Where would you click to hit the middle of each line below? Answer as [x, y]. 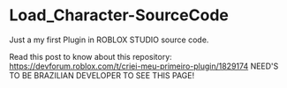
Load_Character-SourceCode [119, 15]
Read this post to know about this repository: [91, 56]
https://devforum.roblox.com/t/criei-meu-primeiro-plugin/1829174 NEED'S [144, 66]
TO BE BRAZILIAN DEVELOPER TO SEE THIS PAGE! [102, 75]
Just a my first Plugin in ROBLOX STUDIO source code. [109, 40]
